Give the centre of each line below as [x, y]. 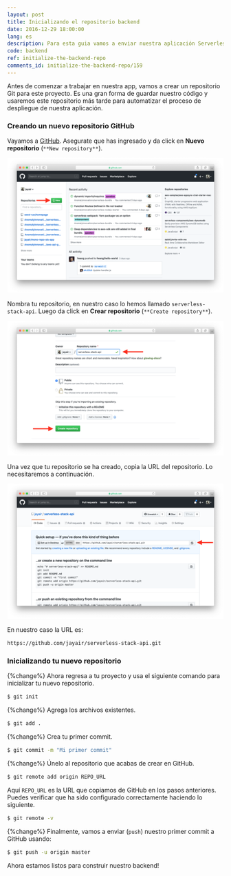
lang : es [20, 37]
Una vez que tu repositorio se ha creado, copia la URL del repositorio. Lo [110, 467]
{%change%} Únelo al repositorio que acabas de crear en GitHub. [101, 763]
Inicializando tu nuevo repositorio [64, 661]
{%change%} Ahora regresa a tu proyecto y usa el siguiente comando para [114, 676]
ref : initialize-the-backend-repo [57, 59]
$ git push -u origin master [49, 852]
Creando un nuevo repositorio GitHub [71, 126]
